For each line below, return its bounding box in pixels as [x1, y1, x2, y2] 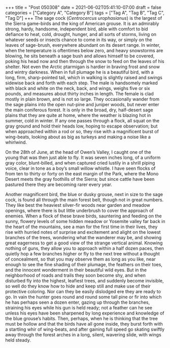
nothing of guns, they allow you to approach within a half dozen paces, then [5, 245, 164, 251]
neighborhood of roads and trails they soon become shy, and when [5, 272, 146, 278]
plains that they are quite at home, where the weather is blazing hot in [5, 112, 151, 118]
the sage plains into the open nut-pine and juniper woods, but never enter [5, 102, 159, 107]
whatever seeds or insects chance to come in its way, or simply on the [5, 37, 152, 43]
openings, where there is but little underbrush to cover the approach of [5, 208, 154, 213]
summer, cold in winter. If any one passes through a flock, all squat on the [5, 118, 160, 123]
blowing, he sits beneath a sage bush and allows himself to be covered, [5, 53, 155, 59]
